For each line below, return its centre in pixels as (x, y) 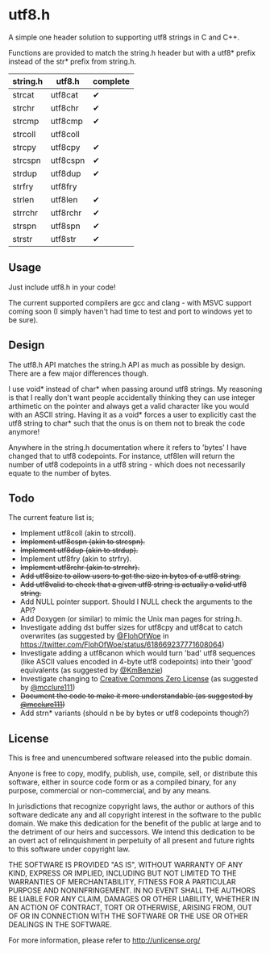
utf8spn (66, 226)
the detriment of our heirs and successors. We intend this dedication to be (132, 832)
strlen (23, 199)
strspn (25, 226)
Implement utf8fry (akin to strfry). (76, 559)
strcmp (26, 121)
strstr (23, 239)
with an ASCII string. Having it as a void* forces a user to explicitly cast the (132, 414)
